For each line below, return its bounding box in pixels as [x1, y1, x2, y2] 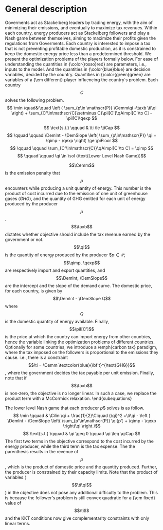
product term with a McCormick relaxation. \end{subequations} [5, 395, 132, 401]
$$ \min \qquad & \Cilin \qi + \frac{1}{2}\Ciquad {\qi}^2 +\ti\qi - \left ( [13, 412, 151, 419]
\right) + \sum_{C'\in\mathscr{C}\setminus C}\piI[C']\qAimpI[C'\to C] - [11, 110, 152, 116]
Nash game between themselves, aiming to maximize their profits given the [5, 35, 156, 41]
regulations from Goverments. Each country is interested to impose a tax [5, 40, 151, 46]
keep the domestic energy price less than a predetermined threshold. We [5, 50, 152, 57]
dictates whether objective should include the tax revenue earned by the [5, 231, 151, 237]
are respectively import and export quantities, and [5, 267, 106, 273]
